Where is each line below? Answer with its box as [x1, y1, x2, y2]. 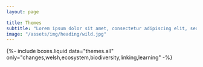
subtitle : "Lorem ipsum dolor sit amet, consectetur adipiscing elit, [6, 25, 188, 31]
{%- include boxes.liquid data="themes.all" [6, 48, 114, 55]
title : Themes [6, 19, 42, 26]
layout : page [6, 8, 39, 15]
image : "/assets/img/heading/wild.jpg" [6, 31, 107, 37]
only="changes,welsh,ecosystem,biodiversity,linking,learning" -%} [6, 54, 173, 61]
